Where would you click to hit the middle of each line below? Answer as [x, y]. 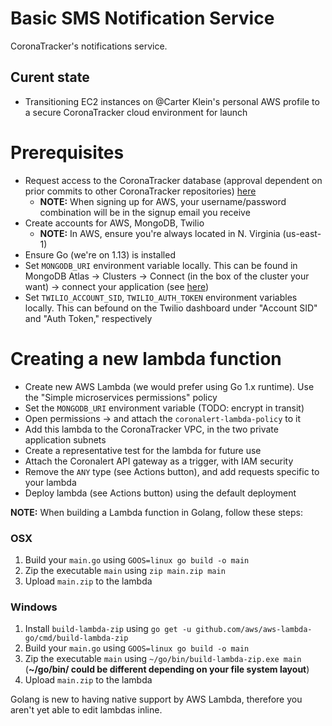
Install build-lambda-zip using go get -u [108, 629]
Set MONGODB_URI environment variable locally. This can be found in [161, 265]
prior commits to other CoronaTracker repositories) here [140, 191]
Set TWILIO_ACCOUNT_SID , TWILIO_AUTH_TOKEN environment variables [161, 297]
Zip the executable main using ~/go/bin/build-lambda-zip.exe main [163, 659]
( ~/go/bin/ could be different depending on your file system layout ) [167, 669]
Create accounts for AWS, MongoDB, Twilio [114, 223]
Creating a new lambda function [146, 358]
